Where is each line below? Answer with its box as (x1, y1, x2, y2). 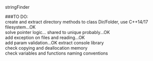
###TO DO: (5, 14, 28, 19)
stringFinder (5, 4, 30, 10)
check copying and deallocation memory (5, 45, 88, 51)
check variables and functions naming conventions (5, 50, 108, 56)
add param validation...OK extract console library (5, 40, 104, 46)
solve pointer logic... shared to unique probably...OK (5, 30, 110, 35)
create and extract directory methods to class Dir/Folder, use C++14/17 (5, 19, 148, 25)
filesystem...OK (5, 24, 36, 30)
